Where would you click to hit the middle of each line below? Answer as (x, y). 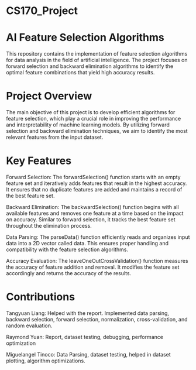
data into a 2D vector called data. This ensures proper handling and (87, 243)
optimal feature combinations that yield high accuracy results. (80, 73)
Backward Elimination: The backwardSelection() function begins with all (93, 207)
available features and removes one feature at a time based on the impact (95, 213)
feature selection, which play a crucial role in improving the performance (94, 119)
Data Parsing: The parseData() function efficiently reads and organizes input (98, 237)
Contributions (40, 297)
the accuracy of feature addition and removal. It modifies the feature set (93, 267)
